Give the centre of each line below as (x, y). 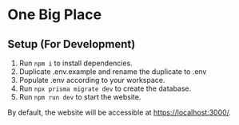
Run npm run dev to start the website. (80, 97)
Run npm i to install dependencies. (76, 63)
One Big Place (54, 15)
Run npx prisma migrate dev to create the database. (105, 88)
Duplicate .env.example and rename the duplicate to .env (113, 72)
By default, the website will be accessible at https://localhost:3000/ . (119, 112)
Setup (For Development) (72, 44)
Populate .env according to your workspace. (92, 80)
